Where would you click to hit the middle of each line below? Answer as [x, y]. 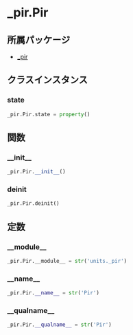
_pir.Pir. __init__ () [37, 172]
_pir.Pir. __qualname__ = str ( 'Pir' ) [59, 325]
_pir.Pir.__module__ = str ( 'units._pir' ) [67, 261]
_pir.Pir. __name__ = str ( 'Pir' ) [53, 293]
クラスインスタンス [47, 80]
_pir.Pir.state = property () [49, 114]
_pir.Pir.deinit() [33, 204]
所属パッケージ [39, 40]
